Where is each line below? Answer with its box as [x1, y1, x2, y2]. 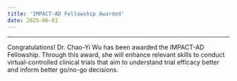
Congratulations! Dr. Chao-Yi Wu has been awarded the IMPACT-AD [7, 43, 205, 51]
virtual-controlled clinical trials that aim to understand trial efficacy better [7, 58, 220, 66]
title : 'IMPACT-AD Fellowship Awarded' [7, 10, 125, 18]
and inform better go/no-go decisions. [7, 65, 119, 74]
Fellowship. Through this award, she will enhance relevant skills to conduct [7, 50, 225, 58]
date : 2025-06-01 [7, 17, 59, 24]
